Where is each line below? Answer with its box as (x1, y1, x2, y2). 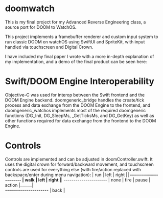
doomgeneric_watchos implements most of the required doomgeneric (5, 107, 146, 113)
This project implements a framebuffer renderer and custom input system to (5, 34, 158, 40)
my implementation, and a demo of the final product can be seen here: (5, 59, 147, 64)
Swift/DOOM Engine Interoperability (5, 76, 155, 87)
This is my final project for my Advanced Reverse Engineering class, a (5, 19, 146, 25)
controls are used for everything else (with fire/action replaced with (5, 166, 141, 172)
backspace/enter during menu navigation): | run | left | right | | (5, 172, 129, 178)
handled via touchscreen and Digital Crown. (5, 44, 93, 50)
